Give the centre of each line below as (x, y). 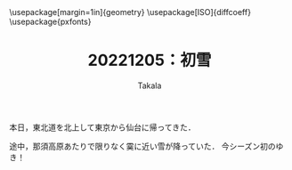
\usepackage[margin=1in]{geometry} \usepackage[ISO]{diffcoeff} (130, 12)
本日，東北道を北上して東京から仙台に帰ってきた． (102, 127)
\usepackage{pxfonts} (50, 21)
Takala (150, 85)
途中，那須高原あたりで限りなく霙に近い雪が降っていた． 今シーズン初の (142, 146)
